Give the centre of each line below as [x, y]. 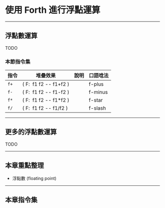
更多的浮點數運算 [31, 132]
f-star [96, 100]
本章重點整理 [25, 165]
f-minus [98, 92]
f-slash [97, 108]
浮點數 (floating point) [34, 178]
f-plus [96, 84]
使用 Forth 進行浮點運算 [53, 10]
